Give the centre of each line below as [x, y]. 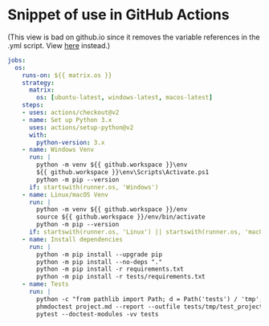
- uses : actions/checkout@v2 [71, 113]
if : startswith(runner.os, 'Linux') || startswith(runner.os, [135, 232]
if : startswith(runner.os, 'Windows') [94, 187]
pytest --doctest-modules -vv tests [98, 314]
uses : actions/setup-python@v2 [81, 127]
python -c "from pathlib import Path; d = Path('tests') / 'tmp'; [150, 299]
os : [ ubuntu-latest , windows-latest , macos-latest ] [125, 98]
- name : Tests [45, 284]
